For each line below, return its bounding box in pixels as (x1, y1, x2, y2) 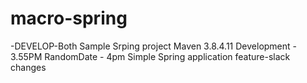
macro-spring (10, 7, 128, 30)
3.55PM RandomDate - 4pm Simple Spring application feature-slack (10, 50, 291, 62)
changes (10, 61, 47, 73)
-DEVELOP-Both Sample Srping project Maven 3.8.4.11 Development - (10, 40, 298, 52)
